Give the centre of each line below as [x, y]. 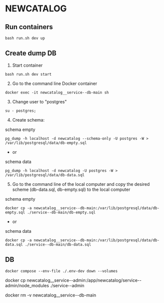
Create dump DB [31, 53]
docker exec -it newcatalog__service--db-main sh [57, 92]
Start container [27, 65]
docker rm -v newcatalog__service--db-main [51, 295]
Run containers [29, 27]
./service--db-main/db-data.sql [58, 244]
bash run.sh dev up [25, 38]
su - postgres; [21, 111]
